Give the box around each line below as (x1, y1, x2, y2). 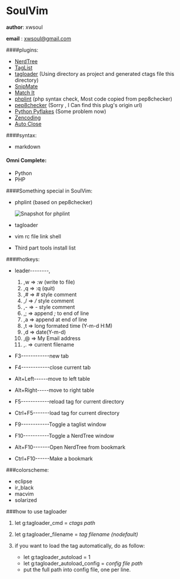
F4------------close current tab (14, 364, 91, 371)
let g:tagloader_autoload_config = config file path (23, 560, 143, 567)
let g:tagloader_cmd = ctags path (14, 520, 96, 527)
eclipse (14, 478, 32, 485)
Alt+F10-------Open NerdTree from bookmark (14, 444, 126, 451)
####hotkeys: (6, 256, 40, 263)
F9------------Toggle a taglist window (14, 421, 107, 428)
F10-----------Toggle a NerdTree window (14, 432, 114, 440)
